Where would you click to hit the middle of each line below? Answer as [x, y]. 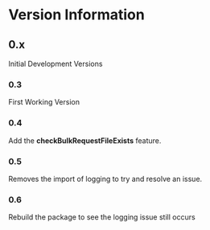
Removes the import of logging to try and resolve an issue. [105, 179]
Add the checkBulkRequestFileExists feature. [85, 140]
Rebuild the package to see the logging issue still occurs [102, 217]
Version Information [76, 15]
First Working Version [44, 102]
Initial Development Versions [56, 64]
